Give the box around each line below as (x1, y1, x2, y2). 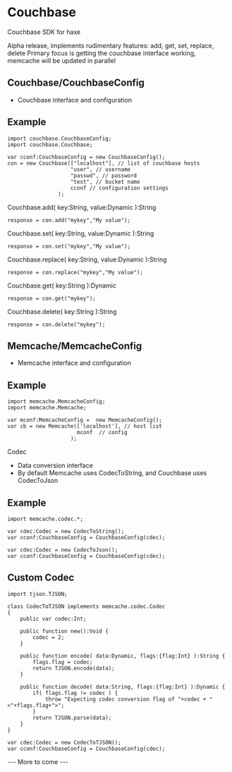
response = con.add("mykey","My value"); (7, 216, 131, 223)
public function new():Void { (20, 627, 109, 635)
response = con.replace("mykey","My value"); (7, 269, 143, 276)
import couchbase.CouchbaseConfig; (7, 135, 112, 142)
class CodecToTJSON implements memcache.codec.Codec (7, 602, 166, 610)
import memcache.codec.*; (7, 515, 83, 522)
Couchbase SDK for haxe (7, 28, 81, 36)
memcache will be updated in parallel (7, 56, 116, 64)
